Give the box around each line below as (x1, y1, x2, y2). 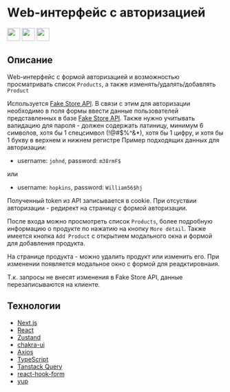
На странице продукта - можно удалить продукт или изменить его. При (7, 252, 220, 261)
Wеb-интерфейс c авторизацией (7, 5, 206, 21)
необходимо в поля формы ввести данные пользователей (7, 107, 179, 115)
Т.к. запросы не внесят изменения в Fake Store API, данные (7, 273, 183, 281)
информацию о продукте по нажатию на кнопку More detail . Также (7, 224, 207, 232)
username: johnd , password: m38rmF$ (17, 156, 122, 164)
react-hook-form (17, 369, 65, 378)
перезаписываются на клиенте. (7, 280, 101, 288)
